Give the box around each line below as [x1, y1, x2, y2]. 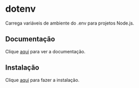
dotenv [5, 3, 36, 15]
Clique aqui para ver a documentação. [5, 48, 86, 54]
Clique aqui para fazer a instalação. [5, 77, 80, 83]
